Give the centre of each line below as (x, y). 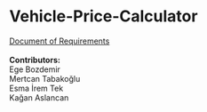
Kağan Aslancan (39, 97)
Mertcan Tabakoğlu (45, 78)
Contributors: (35, 60)
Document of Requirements (60, 41)
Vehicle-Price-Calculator (103, 16)
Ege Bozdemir (35, 69)
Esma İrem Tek (36, 88)
